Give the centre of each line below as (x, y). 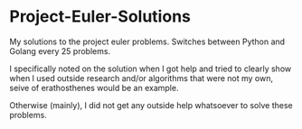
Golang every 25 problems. (60, 51)
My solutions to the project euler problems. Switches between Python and (147, 41)
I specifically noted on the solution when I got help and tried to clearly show (151, 69)
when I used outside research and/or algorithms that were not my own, (142, 78)
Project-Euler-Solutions (100, 17)
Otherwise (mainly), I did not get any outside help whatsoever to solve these (151, 105)
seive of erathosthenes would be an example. (94, 88)
